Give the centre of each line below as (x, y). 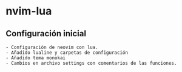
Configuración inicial (46, 34)
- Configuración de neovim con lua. (52, 47)
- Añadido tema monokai (36, 58)
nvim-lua (29, 11)
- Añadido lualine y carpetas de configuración (67, 53)
